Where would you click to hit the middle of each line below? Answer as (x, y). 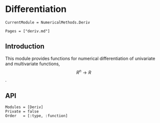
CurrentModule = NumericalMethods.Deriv (48, 22)
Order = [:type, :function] (37, 116)
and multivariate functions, (33, 64)
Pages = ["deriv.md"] (28, 31)
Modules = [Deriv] (24, 107)
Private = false (22, 112)
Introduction (25, 47)
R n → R (84, 72)
